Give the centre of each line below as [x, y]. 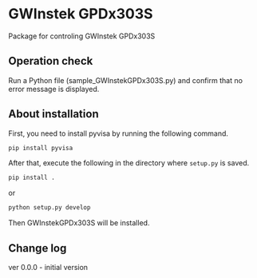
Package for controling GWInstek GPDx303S [82, 36]
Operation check [51, 61]
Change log [38, 248]
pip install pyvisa [41, 148]
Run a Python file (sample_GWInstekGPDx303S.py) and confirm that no [126, 80]
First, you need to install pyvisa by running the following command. [119, 133]
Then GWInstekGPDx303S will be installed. [79, 223]
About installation [53, 114]
